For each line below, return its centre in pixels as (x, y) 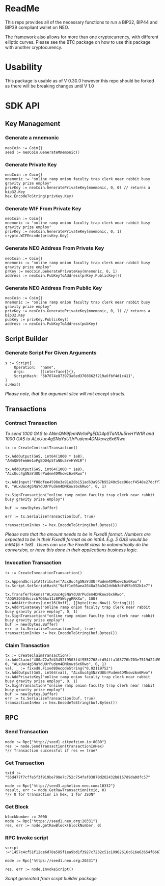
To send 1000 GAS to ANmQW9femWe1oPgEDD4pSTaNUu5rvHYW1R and (80, 434)
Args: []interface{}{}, (45, 372)
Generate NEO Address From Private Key (55, 248)
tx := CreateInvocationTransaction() (44, 573)
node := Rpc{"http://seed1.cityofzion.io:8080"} (56, 742)
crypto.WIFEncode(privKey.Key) (37, 236)
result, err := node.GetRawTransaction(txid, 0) (56, 790)
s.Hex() (13, 384)
